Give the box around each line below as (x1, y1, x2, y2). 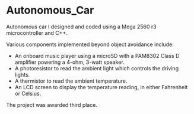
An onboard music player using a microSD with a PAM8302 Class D (14, 52, 180, 59)
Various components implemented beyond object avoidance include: (6, 41, 174, 48)
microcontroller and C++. (6, 29, 68, 36)
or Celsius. (14, 90, 42, 97)
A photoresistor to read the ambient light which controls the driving (14, 64, 179, 71)
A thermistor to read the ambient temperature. (14, 77, 128, 84)
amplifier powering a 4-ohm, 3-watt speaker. (14, 58, 125, 66)
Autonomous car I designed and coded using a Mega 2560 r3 (6, 23, 157, 30)
